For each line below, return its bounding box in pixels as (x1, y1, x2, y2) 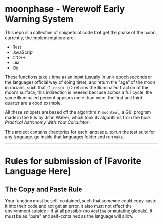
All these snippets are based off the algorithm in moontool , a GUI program (5, 109, 151, 115)
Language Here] (5, 166, 71, 177)
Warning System (5, 14, 74, 25)
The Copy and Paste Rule (5, 185, 82, 193)
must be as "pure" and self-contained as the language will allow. (5, 213, 134, 219)
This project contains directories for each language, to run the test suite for (5, 129, 155, 134)
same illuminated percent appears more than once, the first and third (5, 94, 143, 100)
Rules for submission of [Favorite (5, 156, 142, 166)
